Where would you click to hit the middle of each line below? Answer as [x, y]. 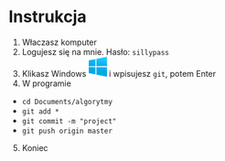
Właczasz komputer [59, 42]
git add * [41, 112]
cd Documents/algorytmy [67, 102]
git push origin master [67, 131]
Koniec [35, 147]
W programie [47, 83]
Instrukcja [48, 17]
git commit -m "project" [69, 121]
